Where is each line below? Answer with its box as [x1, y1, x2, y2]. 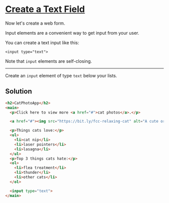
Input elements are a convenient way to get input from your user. [5, 30, 139, 36]
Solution [5, 87, 32, 96]
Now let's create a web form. [5, 20, 65, 26]
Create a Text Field [5, 4, 85, 15]
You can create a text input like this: [5, 39, 79, 46]
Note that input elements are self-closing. [5, 58, 92, 64]
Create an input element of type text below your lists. [5, 72, 117, 78]
